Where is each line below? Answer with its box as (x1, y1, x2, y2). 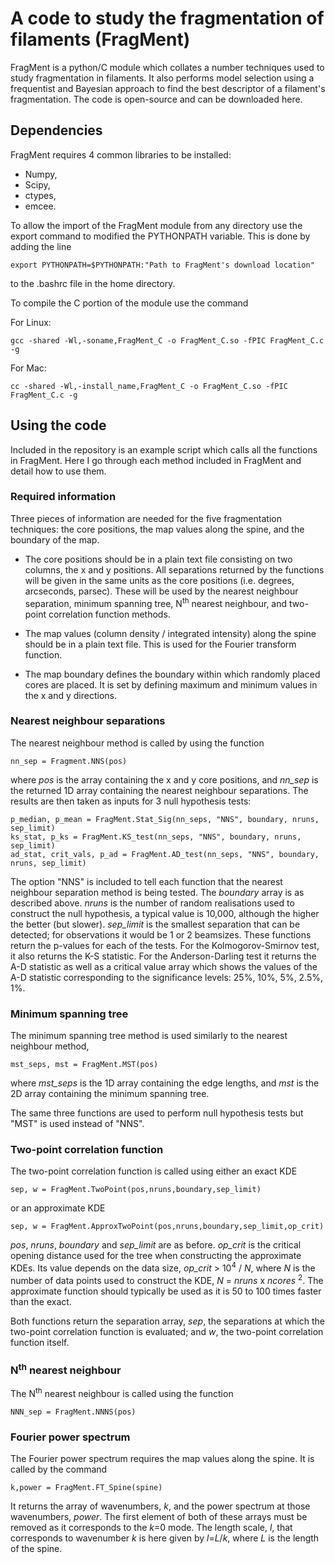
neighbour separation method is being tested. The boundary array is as (10, 886, 305, 898)
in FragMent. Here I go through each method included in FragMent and (10, 454, 302, 466)
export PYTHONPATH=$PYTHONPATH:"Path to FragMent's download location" (10, 260, 315, 270)
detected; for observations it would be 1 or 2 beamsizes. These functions (10, 928, 312, 941)
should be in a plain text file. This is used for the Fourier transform (24, 638, 297, 650)
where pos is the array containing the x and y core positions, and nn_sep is (10, 773, 319, 786)
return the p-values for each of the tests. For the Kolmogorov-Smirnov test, (10, 939, 320, 951)
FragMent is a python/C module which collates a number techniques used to (10, 61, 325, 73)
